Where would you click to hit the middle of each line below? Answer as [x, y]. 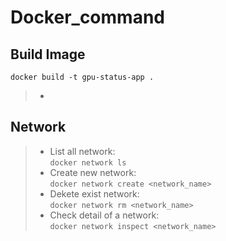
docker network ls [88, 162]
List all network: [82, 151]
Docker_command [87, 17]
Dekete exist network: [94, 193]
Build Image [48, 54]
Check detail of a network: [104, 215]
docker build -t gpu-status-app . [82, 77]
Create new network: [93, 172]
